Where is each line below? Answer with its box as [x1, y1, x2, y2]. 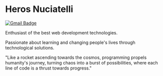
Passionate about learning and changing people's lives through [5, 39, 135, 45]
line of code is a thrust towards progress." [5, 65, 92, 71]
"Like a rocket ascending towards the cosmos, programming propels [5, 54, 147, 60]
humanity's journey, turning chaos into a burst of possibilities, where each [5, 59, 158, 65]
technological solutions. [5, 44, 55, 50]
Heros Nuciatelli [5, 3, 74, 15]
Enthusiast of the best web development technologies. [5, 29, 118, 35]
